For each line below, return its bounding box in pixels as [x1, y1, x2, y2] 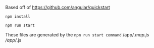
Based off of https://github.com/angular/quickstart [5, 5, 110, 10]
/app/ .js [5, 37, 22, 43]
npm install [5, 14, 30, 19]
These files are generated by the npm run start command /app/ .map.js [5, 32, 149, 37]
